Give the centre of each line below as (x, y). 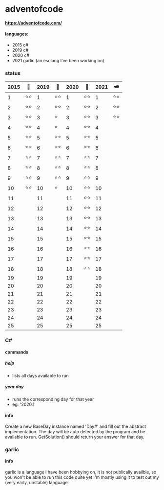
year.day (14, 387)
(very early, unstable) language (36, 483)
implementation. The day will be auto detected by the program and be (75, 431)
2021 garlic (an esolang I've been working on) (58, 60)
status (13, 73)
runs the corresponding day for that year (53, 399)
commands (17, 352)
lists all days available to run (41, 375)
